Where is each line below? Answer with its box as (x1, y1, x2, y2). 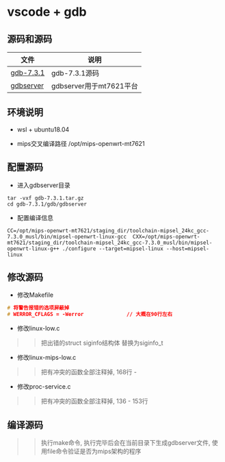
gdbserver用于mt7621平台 (51, 82, 138, 90)
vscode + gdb (7, 4, 87, 20)
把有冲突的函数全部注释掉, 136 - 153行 (40, 397, 148, 405)
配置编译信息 (16, 213, 53, 221)
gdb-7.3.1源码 (51, 69, 100, 77)
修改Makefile (16, 291, 53, 299)
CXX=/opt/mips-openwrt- (132, 233, 200, 240)
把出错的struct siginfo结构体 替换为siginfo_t (40, 339, 163, 347)
